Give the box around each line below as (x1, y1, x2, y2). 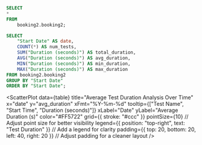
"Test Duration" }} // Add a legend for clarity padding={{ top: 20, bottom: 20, (6, 126, 196, 133)
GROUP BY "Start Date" (6, 78, 63, 84)
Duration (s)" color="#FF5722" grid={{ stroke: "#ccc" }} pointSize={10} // (6, 113, 189, 120)
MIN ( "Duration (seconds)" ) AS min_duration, (17, 60, 131, 67)
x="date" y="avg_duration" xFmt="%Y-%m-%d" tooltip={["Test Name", (6, 100, 184, 108)
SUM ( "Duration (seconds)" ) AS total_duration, (17, 49, 136, 56)
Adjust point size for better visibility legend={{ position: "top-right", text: (6, 120, 185, 127)
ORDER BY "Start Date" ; (6, 83, 66, 89)
